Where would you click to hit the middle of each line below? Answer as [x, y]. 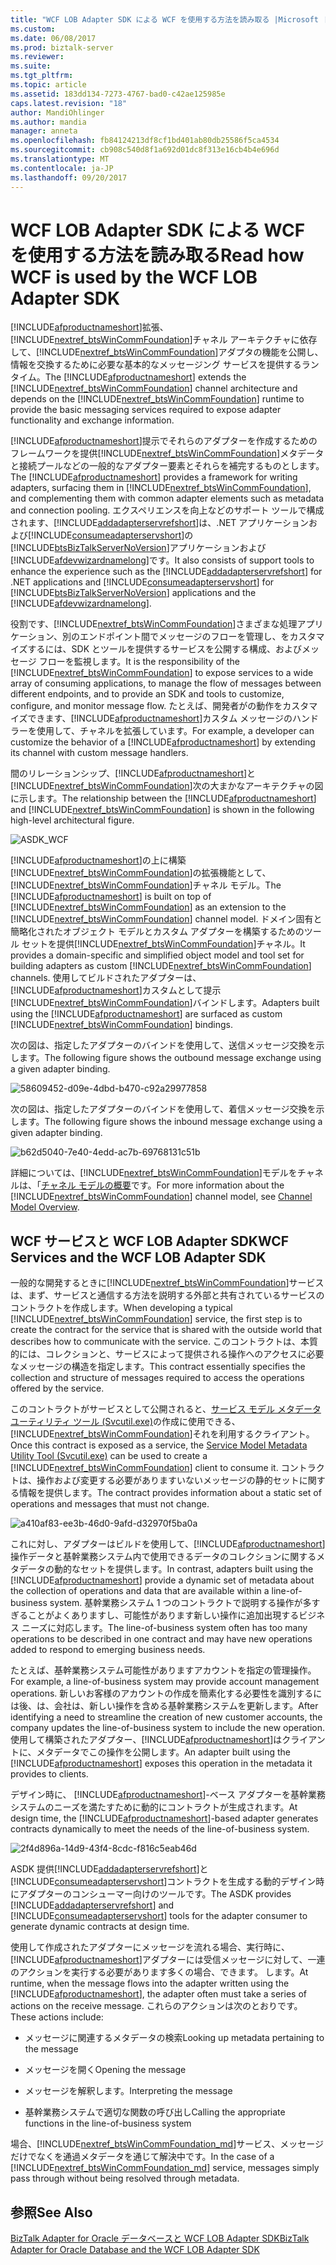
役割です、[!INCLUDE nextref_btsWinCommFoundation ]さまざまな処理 [154, 624]
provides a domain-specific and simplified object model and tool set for [157, 955]
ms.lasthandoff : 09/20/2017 [69, 177]
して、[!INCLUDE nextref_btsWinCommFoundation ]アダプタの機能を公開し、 [167, 352]
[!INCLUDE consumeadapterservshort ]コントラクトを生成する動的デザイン [163, 1882]
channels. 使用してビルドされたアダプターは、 [106, 978]
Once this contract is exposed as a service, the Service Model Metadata [159, 1445]
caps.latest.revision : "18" [69, 103]
